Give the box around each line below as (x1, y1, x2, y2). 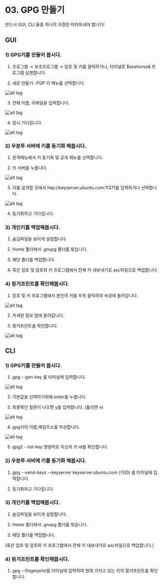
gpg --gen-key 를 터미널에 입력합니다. (12, 374, 86, 380)
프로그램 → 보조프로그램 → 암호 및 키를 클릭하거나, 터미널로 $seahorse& (12, 63, 151, 69)
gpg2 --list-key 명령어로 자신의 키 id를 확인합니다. (12, 444, 109, 450)
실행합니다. (25, 69, 46, 76)
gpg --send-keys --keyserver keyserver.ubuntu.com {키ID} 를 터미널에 (12, 469, 152, 475)
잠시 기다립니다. (12, 120, 42, 125)
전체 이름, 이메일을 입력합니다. (12, 100, 70, 105)
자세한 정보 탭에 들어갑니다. (12, 312, 65, 318)
